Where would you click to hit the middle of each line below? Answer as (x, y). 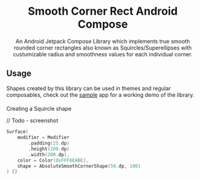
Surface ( (17, 132)
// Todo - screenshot (32, 121)
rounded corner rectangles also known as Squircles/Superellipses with (103, 48)
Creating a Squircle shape (39, 109)
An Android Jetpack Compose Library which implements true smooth (103, 41)
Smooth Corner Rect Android (103, 11)
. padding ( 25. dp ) (49, 143)
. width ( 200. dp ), (49, 154)
